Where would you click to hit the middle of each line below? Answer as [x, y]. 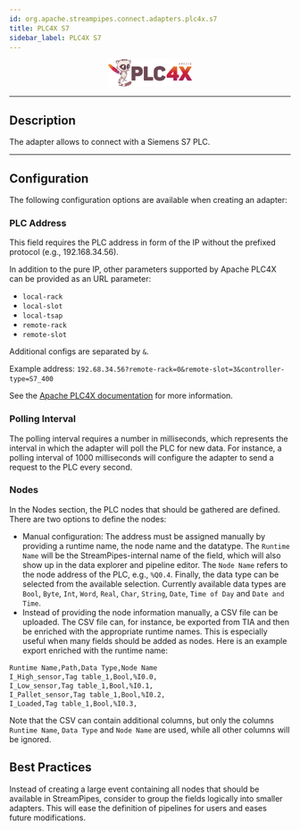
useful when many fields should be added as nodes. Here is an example [154, 640]
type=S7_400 [31, 379]
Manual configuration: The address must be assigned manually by [144, 536]
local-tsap [42, 316]
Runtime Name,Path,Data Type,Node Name [83, 668]
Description [42, 120]
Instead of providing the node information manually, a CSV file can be [150, 612]
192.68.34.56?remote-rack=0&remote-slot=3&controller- [181, 370]
